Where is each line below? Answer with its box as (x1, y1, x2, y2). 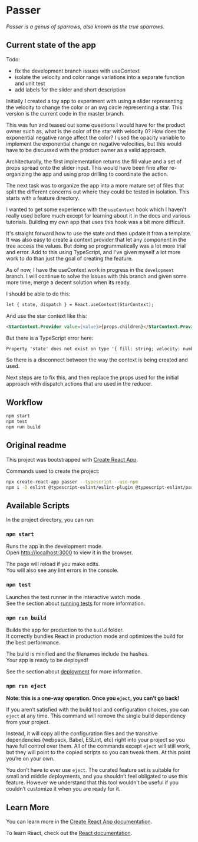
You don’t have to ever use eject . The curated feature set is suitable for (6, 767, 180, 774)
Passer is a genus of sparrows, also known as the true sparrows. (6, 23, 165, 30)
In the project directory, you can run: (6, 517, 95, 524)
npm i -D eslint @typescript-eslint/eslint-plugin (6, 484, 133, 490)
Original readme (6, 440, 67, 450)
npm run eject (6, 683, 47, 689)
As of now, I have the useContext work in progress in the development (6, 266, 174, 273)
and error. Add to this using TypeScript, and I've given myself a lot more (6, 248, 181, 255)
